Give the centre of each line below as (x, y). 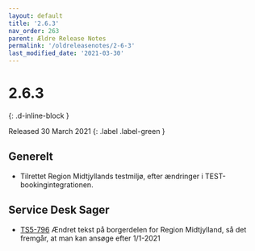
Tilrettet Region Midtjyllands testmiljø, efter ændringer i (111, 176)
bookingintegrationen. (57, 184)
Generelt (31, 157)
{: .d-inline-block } (39, 115)
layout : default (36, 16)
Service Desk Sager (59, 210)
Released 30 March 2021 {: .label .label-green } (87, 131)
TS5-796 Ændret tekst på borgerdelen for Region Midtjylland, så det (133, 229)
